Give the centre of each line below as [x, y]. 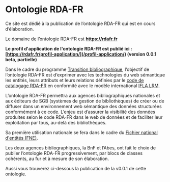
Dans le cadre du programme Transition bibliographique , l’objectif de [77, 69]
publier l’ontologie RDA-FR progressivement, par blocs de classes [74, 153]
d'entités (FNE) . [22, 138]
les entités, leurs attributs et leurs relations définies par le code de [75, 80]
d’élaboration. [20, 29]
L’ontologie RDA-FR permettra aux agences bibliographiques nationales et [83, 95]
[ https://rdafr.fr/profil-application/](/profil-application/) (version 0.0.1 [81, 54]
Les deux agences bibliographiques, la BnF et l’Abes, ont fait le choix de [81, 148]
